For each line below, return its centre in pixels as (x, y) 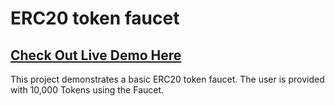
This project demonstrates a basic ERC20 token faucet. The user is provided (167, 79)
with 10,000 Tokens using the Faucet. (87, 90)
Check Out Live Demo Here (96, 55)
